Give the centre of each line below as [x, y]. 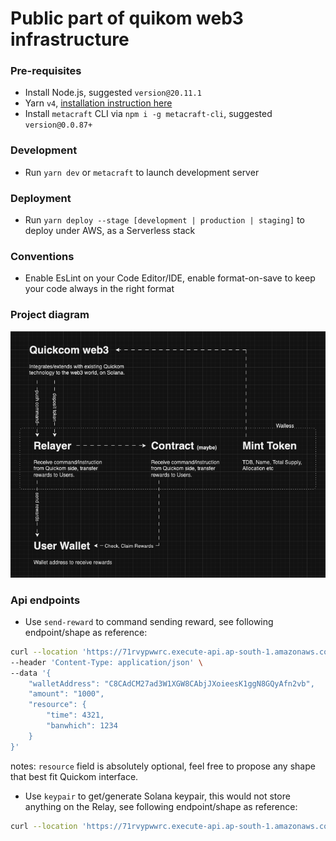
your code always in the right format [99, 289]
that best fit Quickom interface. [74, 776]
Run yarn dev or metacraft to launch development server [142, 172]
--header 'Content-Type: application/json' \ [106, 662]
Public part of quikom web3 [127, 18]
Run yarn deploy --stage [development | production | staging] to [164, 220]
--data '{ [31, 673]
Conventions [42, 256]
